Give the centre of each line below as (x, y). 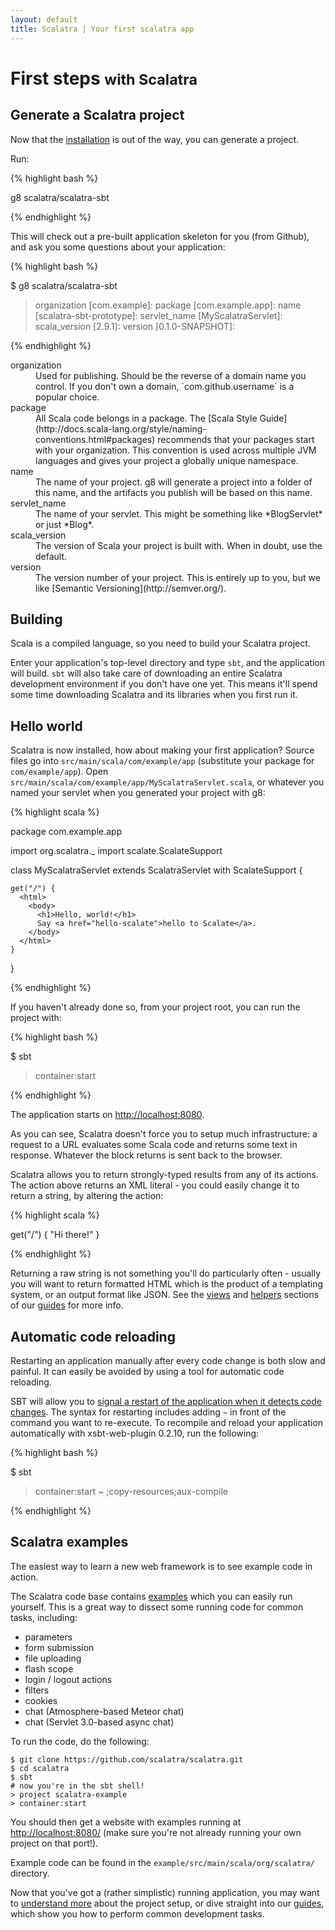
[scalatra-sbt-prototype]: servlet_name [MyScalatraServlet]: (158, 315)
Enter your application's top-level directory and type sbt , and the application (167, 663)
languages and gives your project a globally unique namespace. (167, 460)
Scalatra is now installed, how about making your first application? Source (162, 750)
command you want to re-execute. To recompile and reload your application (167, 1422)
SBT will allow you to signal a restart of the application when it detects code (166, 1401)
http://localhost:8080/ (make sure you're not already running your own (156, 1832)
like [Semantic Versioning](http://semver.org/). (131, 588)
